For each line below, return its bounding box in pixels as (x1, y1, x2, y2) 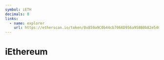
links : (5, 16, 19, 21)
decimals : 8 (5, 12, 29, 17)
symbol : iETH (5, 7, 32, 12)
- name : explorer (9, 20, 45, 26)
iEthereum (5, 46, 48, 58)
